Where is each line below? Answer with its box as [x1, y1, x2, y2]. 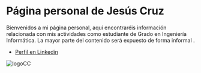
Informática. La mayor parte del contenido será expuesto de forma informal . [6, 36, 195, 44]
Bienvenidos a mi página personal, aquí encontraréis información [6, 24, 167, 31]
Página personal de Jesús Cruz [6, 4, 165, 18]
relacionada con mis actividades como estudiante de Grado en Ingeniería [6, 30, 187, 37]
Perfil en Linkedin [14, 48, 58, 55]
